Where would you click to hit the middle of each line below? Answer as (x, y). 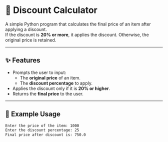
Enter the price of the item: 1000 (42, 125)
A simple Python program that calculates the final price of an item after (78, 24)
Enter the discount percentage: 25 (42, 130)
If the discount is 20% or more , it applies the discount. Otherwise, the (77, 34)
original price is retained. (31, 40)
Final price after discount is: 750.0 (45, 135)
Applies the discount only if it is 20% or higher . (61, 88)
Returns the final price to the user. (48, 93)
